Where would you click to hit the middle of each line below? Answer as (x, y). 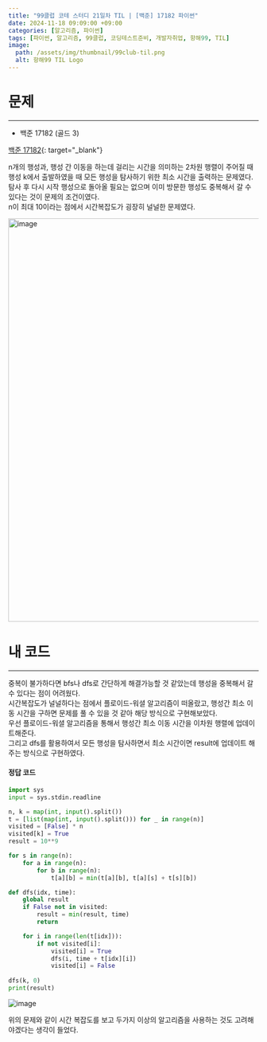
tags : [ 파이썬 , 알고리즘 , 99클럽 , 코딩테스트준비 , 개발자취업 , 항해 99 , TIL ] (119, 38)
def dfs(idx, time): (43, 892)
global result (46, 900)
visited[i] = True (81, 951)
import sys (26, 789)
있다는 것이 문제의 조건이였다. (54, 197)
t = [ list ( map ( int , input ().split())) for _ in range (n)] (106, 819)
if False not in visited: (66, 907)
